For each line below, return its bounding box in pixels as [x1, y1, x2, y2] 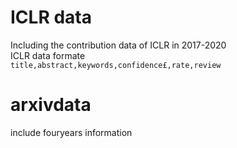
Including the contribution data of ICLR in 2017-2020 [10, 39, 227, 51]
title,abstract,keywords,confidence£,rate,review [10, 60, 222, 70]
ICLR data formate [10, 49, 86, 61]
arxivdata [10, 94, 92, 116]
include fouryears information [10, 126, 133, 138]
